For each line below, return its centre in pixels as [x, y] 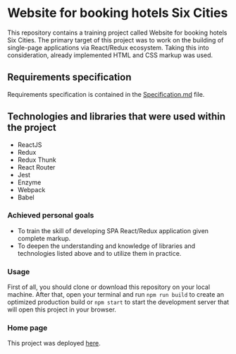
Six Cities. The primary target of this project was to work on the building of [116, 40]
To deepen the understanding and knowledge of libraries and [106, 246]
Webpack [31, 189]
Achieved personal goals [51, 216]
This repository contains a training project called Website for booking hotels [117, 33]
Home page [27, 328]
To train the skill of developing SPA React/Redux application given [113, 230]
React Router [36, 167]
